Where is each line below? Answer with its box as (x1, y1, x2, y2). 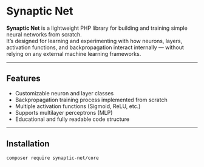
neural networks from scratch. (6, 30, 82, 38)
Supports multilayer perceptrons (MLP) (15, 109, 113, 116)
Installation (6, 138, 50, 149)
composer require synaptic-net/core (6, 155, 99, 161)
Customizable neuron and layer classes (15, 89, 114, 97)
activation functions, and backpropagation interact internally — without (6, 44, 184, 51)
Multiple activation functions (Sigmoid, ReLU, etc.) (15, 102, 141, 110)
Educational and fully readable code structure (15, 115, 129, 123)
